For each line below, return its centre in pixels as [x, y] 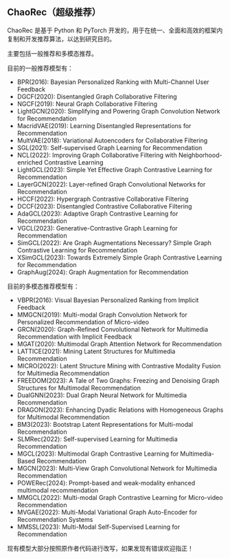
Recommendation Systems [55, 519]
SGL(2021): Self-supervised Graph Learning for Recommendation [110, 147]
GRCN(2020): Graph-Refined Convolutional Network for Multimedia [112, 329]
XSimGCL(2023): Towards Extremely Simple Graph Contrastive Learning [119, 257]
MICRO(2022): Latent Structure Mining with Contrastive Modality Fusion [119, 366]
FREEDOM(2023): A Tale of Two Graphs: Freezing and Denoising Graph [118, 380]
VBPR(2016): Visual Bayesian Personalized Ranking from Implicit [108, 300]
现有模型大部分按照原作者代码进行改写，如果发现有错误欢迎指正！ [100, 548]
